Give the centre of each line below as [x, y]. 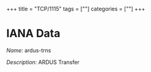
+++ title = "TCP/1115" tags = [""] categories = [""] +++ [76, 9]
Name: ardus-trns [29, 50]
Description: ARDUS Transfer [43, 62]
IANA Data [33, 34]
